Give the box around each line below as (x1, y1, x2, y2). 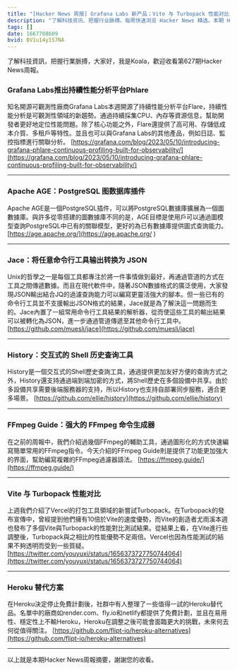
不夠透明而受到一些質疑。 (13, 541, 88, 550)
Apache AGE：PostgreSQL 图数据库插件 (7, 187, 146, 196)
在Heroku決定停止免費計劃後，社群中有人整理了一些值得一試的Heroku (7, 600, 210, 609)
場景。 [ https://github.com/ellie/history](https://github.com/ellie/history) (13, 394, 223, 403)
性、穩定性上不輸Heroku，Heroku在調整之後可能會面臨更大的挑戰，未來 (7, 618, 217, 626)
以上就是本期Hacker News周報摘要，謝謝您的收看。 (7, 655, 158, 664)
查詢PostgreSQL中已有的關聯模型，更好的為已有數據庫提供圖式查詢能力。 (13, 221, 228, 230)
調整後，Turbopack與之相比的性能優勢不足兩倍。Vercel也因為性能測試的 (7, 532, 218, 541)
